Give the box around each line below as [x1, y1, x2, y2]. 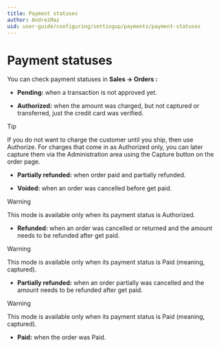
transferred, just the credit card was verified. [16, 109, 144, 117]
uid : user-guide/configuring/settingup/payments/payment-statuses [7, 23, 201, 30]
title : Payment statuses [7, 10, 78, 17]
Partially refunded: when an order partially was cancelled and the [16, 279, 205, 287]
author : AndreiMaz [7, 16, 60, 23]
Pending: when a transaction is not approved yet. [16, 89, 158, 97]
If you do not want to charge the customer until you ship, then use [7, 135, 194, 144]
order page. [7, 157, 40, 166]
